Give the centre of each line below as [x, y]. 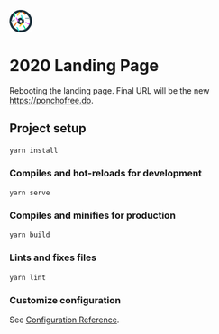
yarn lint [28, 277]
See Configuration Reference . [64, 320]
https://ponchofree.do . [52, 100]
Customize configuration [65, 300]
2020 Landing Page [84, 66]
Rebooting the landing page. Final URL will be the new [109, 90]
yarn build [30, 235]
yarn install [34, 150]
